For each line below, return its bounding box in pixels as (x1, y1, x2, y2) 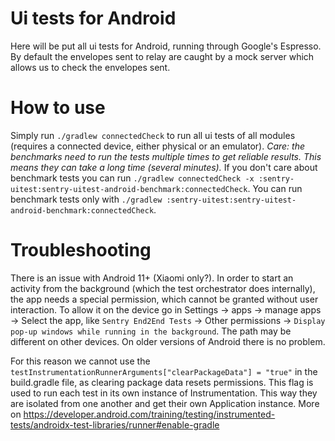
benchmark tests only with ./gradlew (10, 193, 163, 205)
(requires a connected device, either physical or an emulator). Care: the (10, 140, 305, 152)
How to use (10, 97, 106, 119)
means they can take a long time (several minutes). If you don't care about (10, 161, 318, 173)
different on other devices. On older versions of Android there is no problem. (10, 335, 326, 347)
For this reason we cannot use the (10, 355, 151, 367)
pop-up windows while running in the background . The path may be (10, 325, 292, 337)
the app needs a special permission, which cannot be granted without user (10, 293, 319, 305)
